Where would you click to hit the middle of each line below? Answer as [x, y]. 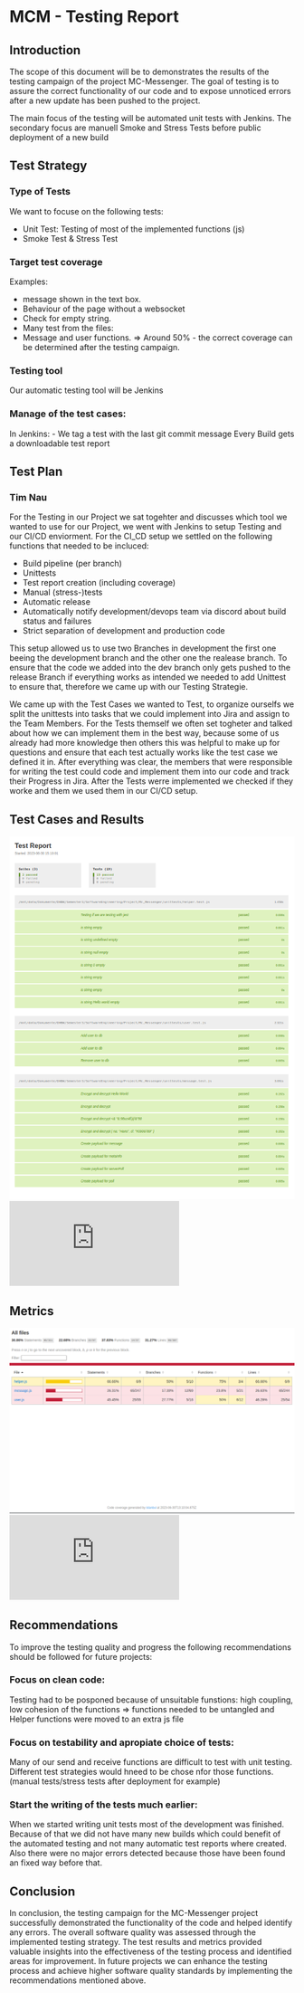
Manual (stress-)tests [62, 592]
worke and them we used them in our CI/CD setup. [104, 791]
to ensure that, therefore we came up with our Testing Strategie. [129, 687]
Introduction [45, 50]
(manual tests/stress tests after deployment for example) [115, 1781]
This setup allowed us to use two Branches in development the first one [143, 648]
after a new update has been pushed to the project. [105, 100]
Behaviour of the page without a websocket [104, 309]
